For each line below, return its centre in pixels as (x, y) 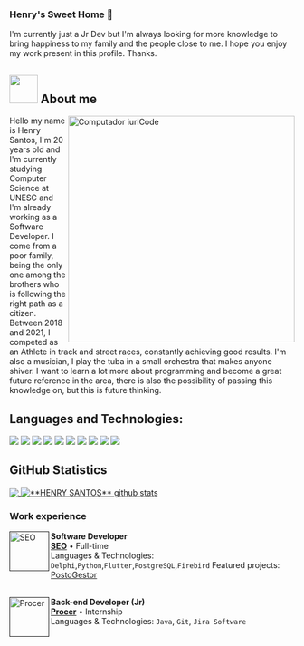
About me (69, 99)
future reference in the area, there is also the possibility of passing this (141, 381)
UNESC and (32, 198)
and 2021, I (30, 333)
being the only (36, 265)
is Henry (25, 130)
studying (26, 169)
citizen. (23, 313)
